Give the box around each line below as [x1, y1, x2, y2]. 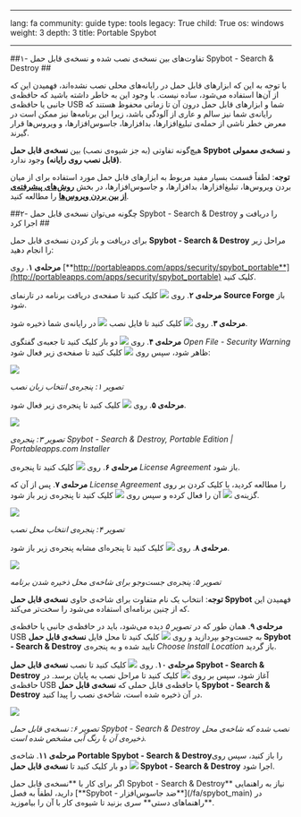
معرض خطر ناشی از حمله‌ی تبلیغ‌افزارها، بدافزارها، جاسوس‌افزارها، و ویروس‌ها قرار [10, 118, 287, 128]
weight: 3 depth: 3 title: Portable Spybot [10, 28, 157, 38]
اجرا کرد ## [10, 218, 50, 228]
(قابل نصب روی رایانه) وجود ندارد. [10, 154, 122, 165]
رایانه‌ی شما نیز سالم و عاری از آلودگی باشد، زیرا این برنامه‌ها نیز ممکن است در [10, 108, 272, 119]
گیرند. [10, 127, 29, 138]
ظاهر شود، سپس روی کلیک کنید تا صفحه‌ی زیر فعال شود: [10, 347, 211, 357]
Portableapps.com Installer [10, 443, 111, 453]
